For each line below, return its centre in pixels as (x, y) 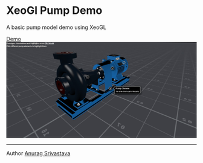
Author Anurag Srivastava (38, 153)
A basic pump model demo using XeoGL (56, 27)
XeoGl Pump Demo (54, 11)
